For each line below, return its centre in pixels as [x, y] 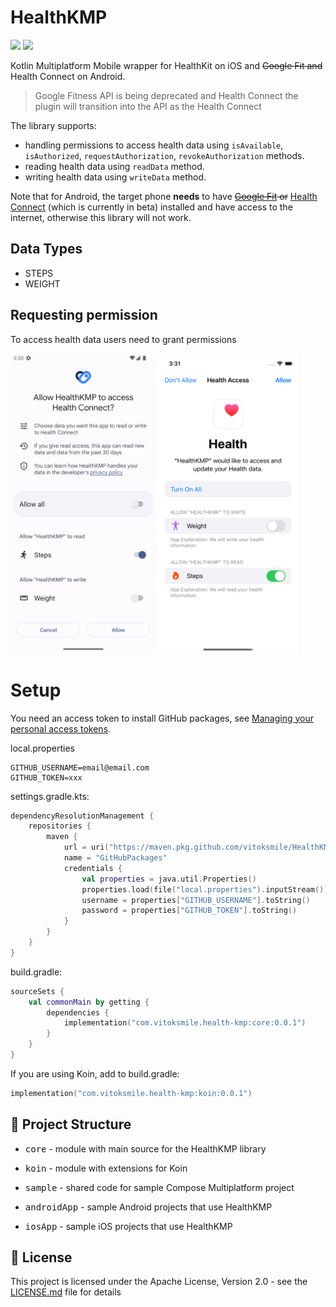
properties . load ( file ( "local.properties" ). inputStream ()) [205, 889]
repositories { [60, 826]
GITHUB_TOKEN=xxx [46, 777]
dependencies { [78, 1012]
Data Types [46, 249]
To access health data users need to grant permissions [123, 339]
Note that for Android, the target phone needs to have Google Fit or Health [164, 196]
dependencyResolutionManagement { [82, 816]
